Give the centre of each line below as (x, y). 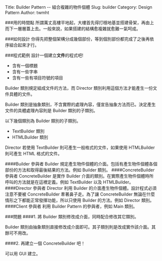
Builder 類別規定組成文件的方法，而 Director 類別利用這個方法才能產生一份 (79, 88)
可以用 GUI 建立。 (23, 253)
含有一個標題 (25, 65)
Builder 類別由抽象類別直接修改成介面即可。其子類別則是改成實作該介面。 (78, 227)
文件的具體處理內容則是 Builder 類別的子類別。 (52, 110)
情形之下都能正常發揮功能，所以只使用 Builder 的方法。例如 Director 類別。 (80, 200)
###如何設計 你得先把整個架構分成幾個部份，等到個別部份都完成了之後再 (77, 39)
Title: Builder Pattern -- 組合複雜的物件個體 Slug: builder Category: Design (79, 7)
